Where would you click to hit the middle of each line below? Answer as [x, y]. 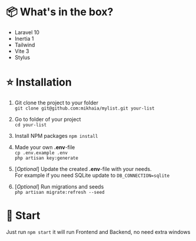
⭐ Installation [39, 82]
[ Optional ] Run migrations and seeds [59, 186]
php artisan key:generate [46, 158]
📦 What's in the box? [60, 12]
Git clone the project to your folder [57, 103]
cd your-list [31, 125]
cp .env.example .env [41, 153]
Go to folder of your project [48, 119]
